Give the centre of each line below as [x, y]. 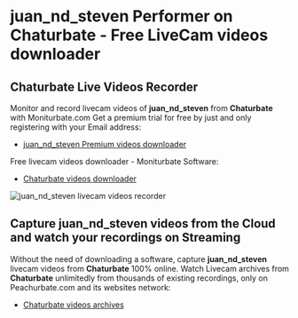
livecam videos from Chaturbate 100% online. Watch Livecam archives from [149, 268]
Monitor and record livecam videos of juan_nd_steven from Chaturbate [141, 108]
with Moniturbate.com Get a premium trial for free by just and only [131, 118]
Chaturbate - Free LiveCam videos [139, 35]
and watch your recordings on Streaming [125, 238]
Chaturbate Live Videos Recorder [104, 87]
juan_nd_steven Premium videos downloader [105, 144]
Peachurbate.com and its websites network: [90, 287]
